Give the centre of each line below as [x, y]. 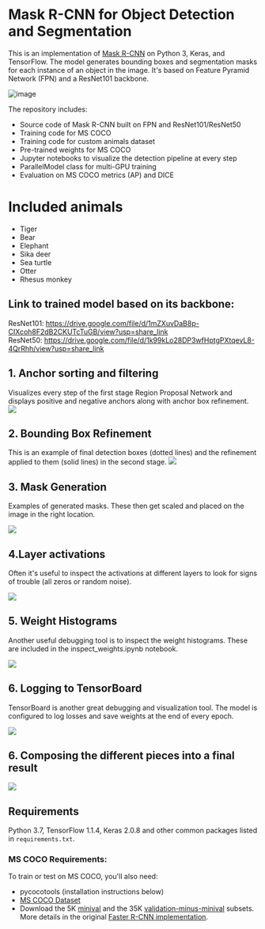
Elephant [34, 245]
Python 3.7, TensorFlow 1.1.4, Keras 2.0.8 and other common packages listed [133, 830]
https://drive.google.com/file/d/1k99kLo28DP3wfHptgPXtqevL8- [150, 340]
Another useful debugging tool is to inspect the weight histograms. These [128, 640]
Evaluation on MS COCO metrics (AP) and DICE [97, 175]
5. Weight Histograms [63, 622]
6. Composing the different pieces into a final [121, 755]
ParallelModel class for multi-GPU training [88, 166]
